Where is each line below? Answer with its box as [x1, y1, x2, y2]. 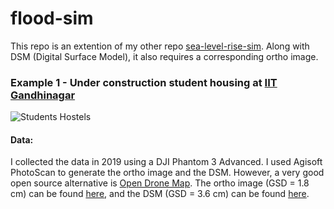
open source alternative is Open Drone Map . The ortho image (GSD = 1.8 [10, 177, 310, 189]
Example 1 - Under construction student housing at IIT [10, 75, 278, 89]
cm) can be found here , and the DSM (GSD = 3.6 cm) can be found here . [10, 188, 310, 200]
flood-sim [10, 7, 94, 30]
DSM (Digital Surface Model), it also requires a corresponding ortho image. [10, 50, 319, 62]
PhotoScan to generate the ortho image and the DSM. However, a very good [10, 167, 325, 179]
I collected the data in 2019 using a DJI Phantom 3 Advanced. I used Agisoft [10, 156, 323, 168]
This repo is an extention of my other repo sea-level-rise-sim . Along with [10, 40, 310, 52]
